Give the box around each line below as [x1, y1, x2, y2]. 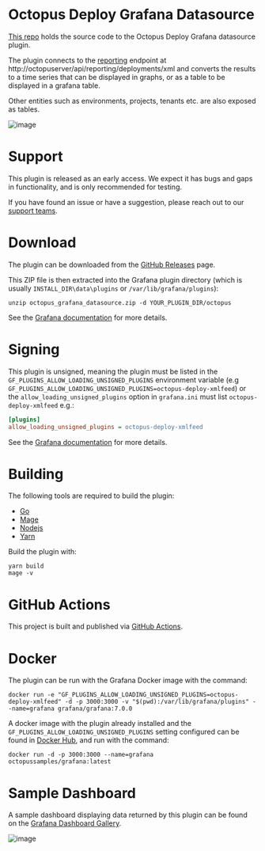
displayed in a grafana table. [8, 81, 100, 90]
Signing [8, 340, 60, 358]
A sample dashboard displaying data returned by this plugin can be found [8, 810, 248, 820]
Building [8, 465, 64, 483]
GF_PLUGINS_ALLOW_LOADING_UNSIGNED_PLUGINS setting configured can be [8, 727, 240, 737]
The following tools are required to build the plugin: [8, 491, 175, 500]
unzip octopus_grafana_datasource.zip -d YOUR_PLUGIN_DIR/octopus [8, 298, 232, 306]
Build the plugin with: [8, 547, 77, 557]
